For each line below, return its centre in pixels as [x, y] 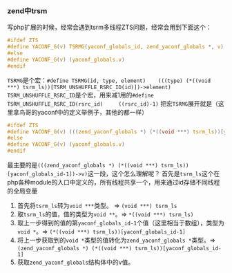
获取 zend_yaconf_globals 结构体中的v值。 [76, 262]
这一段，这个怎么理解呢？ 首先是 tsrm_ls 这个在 [154, 173]
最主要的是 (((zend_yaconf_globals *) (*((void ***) [83, 165]
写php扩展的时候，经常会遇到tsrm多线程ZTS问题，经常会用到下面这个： [109, 27]
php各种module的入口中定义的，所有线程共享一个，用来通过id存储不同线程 [114, 182]
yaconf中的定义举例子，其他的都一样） [93, 112]
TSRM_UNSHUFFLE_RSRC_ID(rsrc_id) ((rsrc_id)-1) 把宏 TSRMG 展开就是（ [113, 103]
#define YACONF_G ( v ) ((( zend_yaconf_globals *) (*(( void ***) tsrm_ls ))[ [116, 132]
